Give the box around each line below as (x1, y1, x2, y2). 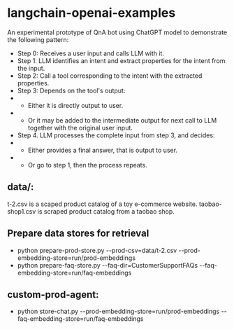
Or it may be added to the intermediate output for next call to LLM (27, 116, 217, 124)
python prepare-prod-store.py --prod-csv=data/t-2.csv (17, 246, 177, 254)
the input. (17, 64, 45, 72)
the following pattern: (7, 35, 69, 43)
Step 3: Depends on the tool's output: (17, 86, 126, 95)
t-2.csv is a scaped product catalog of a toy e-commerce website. (7, 200, 198, 208)
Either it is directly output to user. (27, 101, 124, 109)
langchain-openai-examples (7, 5, 176, 21)
